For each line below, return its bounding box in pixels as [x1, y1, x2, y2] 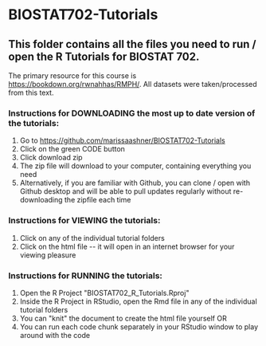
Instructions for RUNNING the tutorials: [8, 269, 163, 281]
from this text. [8, 88, 54, 97]
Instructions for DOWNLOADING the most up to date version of [8, 108, 256, 119]
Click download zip [19, 153, 83, 163]
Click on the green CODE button [19, 144, 126, 154]
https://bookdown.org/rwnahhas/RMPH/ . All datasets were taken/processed [8, 80, 257, 88]
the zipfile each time [64, 195, 131, 205]
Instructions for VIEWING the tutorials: [8, 215, 161, 226]
